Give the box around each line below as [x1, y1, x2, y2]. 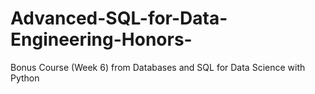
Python [10, 72, 40, 84]
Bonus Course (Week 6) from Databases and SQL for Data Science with [10, 61, 306, 73]
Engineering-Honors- [10, 28, 193, 51]
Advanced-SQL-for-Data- [10, 7, 228, 30]
